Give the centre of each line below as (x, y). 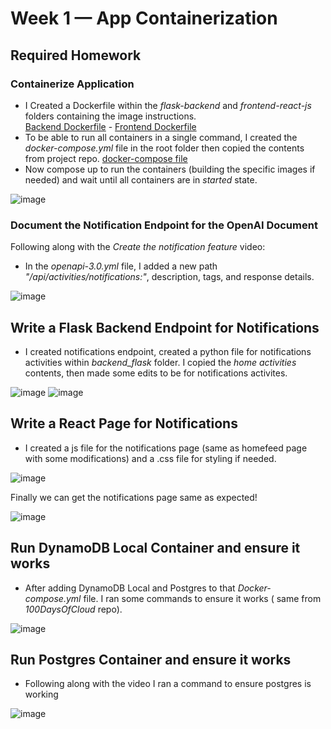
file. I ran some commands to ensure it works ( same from (202, 598)
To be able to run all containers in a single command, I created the (161, 137)
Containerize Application (72, 84)
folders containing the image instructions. (110, 116)
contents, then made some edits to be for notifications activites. (156, 373)
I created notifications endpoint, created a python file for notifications (168, 351)
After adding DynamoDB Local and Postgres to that (130, 588)
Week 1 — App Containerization (144, 18)
